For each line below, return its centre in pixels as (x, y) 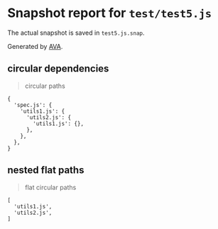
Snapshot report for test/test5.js (109, 13)
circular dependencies (58, 69)
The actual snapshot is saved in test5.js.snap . (76, 33)
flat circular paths (50, 187)
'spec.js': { (33, 105)
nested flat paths (46, 171)
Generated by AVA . (35, 46)
